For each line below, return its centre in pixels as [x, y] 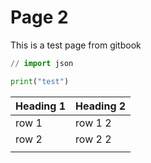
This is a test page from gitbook [76, 45]
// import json [42, 63]
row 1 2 [93, 123]
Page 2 [39, 17]
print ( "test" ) [40, 81]
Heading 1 [41, 106]
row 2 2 [93, 139]
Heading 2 [101, 106]
